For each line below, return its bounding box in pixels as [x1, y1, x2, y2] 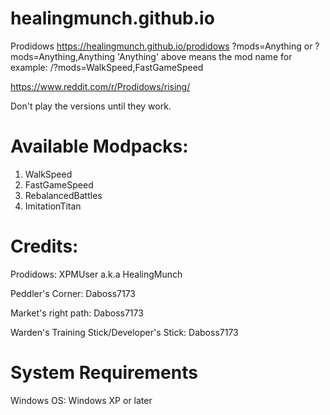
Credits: [10, 235, 79, 258]
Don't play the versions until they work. [10, 100, 172, 112]
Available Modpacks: [10, 135, 189, 158]
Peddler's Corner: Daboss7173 [10, 287, 136, 299]
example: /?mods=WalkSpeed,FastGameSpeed [10, 61, 204, 73]
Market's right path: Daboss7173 [10, 307, 144, 319]
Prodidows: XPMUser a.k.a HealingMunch [10, 268, 183, 280]
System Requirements [10, 362, 198, 384]
